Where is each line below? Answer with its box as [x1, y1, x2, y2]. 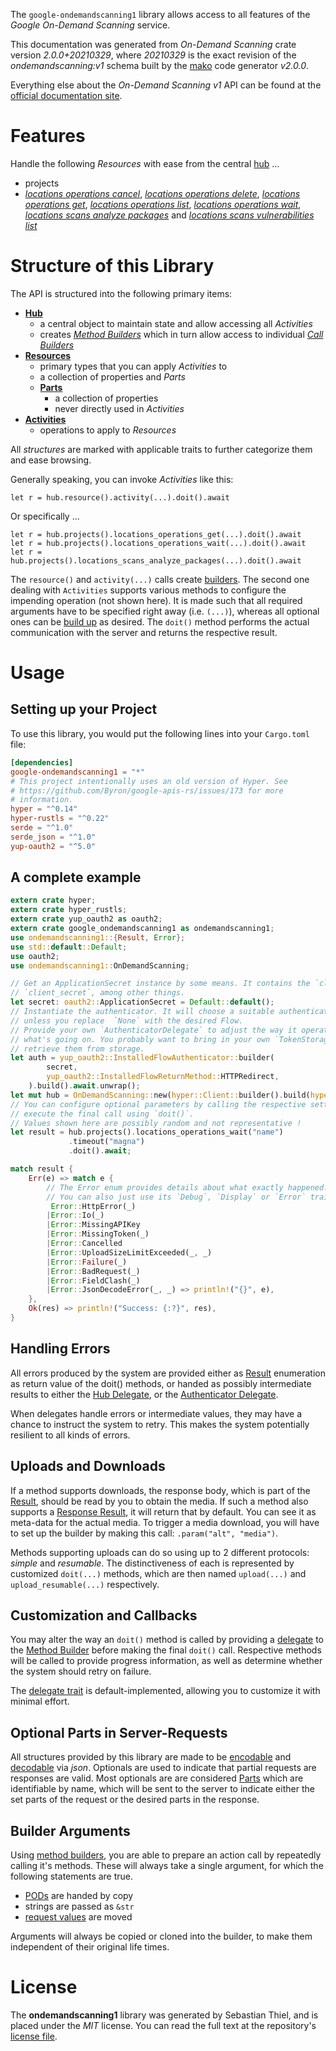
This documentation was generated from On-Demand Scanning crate [10, 39, 297, 50]
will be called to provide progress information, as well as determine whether [10, 1655, 323, 1667]
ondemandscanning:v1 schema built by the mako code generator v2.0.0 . [10, 60, 310, 71]
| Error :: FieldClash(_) [46, 1275, 141, 1286]
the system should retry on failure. [10, 1665, 152, 1678]
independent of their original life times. [10, 1941, 170, 1953]
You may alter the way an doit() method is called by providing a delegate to [10, 1634, 325, 1646]
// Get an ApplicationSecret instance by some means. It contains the [10, 979, 311, 989]
